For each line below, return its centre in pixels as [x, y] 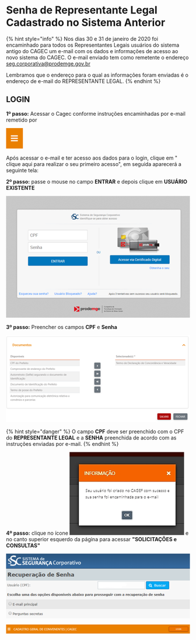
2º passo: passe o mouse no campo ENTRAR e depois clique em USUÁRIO [97, 181]
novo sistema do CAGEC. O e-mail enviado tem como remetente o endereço [97, 57]
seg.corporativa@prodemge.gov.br [48, 63]
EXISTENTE [20, 188]
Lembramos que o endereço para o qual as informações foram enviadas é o [97, 75]
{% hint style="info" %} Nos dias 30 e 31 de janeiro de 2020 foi [82, 39]
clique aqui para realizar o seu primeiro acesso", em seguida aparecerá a [94, 164]
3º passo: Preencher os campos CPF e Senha [62, 327]
